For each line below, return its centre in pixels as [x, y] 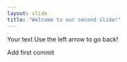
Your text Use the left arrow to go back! [63, 39]
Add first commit [31, 52]
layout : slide [27, 13]
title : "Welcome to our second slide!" [64, 20]
